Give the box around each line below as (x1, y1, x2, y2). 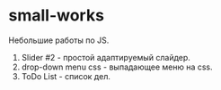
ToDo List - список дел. (21, 70, 111, 81)
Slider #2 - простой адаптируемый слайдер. (21, 52, 190, 62)
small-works (8, 5, 105, 26)
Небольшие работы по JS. (8, 35, 110, 45)
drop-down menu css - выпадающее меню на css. (21, 61, 213, 72)
